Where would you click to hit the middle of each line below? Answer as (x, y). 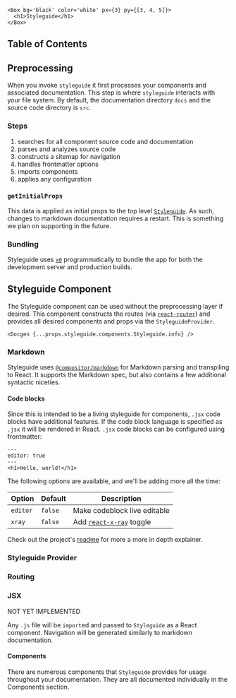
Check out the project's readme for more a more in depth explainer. (105, 540)
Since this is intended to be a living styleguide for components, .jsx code (114, 414)
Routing (21, 577)
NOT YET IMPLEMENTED (44, 611)
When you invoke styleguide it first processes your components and (107, 85)
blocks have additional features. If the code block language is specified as (115, 422)
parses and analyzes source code (67, 149)
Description (122, 499)
